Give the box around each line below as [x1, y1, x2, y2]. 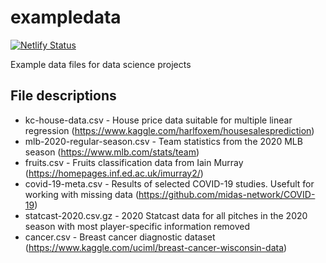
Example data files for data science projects [10, 58, 192, 70]
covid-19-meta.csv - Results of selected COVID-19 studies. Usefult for [24, 177, 315, 190]
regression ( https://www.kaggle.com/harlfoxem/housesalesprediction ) [24, 124, 315, 136]
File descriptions [10, 87, 117, 105]
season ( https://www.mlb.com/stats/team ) [24, 146, 200, 158]
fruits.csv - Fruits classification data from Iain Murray [24, 156, 244, 168]
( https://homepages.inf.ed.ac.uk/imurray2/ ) [24, 167, 204, 179]
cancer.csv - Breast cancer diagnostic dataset [24, 231, 216, 243]
